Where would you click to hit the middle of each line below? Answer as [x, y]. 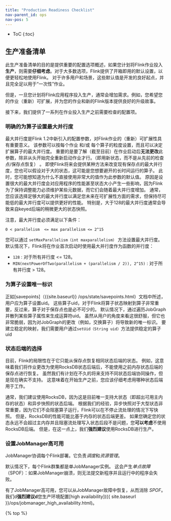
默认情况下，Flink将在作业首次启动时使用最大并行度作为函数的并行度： [80, 246]
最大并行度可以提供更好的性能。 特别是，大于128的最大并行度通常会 [90, 203]
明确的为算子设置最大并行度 [39, 127]
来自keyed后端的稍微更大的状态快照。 [50, 209]
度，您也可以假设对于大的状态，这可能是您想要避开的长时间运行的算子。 [81, 171]
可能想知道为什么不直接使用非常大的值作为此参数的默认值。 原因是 [89, 177]
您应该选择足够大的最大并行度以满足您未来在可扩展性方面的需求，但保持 [81, 196]
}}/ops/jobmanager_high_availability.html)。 [51, 503]
